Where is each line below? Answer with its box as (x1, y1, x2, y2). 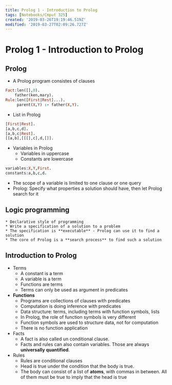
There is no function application (20, 324, 88, 331)
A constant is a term (20, 270, 63, 276)
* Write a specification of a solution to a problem (5, 224, 121, 229)
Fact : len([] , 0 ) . (5, 88, 40, 93)
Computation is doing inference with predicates (20, 303, 121, 309)
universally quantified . (20, 346, 70, 353)
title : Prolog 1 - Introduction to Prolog (5, 7, 98, 13)
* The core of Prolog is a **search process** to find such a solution (5, 237, 162, 242)
